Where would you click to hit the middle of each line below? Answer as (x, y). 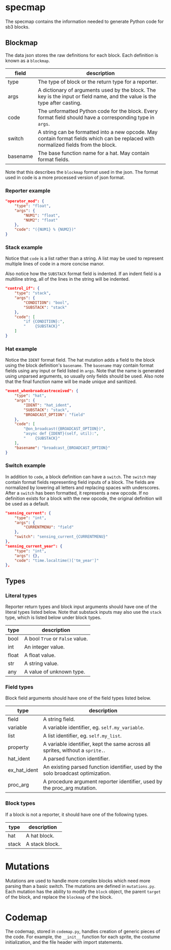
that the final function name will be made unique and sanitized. (71, 382)
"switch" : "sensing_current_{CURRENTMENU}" (61, 537)
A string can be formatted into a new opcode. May (98, 132)
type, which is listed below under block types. (53, 617)
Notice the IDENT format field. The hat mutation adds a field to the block (80, 360)
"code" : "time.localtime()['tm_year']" (57, 560)
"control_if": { (22, 289)
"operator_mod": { (25, 201)
